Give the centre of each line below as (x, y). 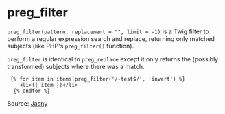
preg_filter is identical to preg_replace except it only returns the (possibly (113, 59)
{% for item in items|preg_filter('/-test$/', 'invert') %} (98, 79)
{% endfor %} (32, 91)
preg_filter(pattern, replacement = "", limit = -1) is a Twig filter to (108, 31)
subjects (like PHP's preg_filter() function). (71, 46)
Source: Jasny (27, 103)
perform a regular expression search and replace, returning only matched (111, 38)
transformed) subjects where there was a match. (76, 66)
